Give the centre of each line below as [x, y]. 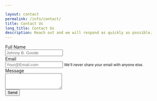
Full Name [15, 47]
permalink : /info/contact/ [33, 19]
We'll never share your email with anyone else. [104, 65]
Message [15, 71]
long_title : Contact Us [30, 28]
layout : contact [22, 14]
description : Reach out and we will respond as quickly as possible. [79, 33]
